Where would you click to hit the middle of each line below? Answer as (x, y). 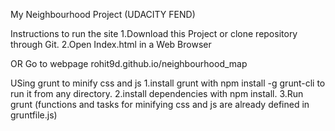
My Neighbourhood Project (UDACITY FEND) (103, 14)
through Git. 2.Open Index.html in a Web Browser (111, 44)
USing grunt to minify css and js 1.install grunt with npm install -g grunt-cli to (168, 83)
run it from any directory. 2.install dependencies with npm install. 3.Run (157, 93)
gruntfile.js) (34, 115)
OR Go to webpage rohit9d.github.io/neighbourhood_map (129, 63)
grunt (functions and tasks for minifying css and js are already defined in (160, 104)
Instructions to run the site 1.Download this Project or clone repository (154, 33)
